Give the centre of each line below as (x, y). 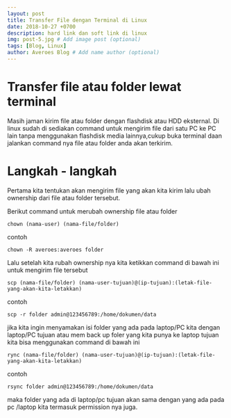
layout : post (26, 14)
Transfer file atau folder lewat (94, 87)
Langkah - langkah (62, 171)
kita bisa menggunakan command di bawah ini (74, 342)
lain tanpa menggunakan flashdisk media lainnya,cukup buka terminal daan (114, 136)
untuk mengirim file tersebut (48, 270)
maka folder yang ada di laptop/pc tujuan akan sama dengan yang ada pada (116, 399)
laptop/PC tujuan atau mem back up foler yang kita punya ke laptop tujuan (113, 335)
